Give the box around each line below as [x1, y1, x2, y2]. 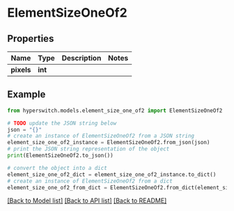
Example [7, 88, 46, 100]
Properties [7, 33, 54, 45]
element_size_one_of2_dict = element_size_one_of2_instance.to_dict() [7, 171, 217, 178]
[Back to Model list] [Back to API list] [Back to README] [7, 196, 167, 205]
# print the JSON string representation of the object [7, 146, 170, 153]
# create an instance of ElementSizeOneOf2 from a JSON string [7, 132, 195, 140]
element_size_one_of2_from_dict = [7, 184, 108, 191]
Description [61, 54, 102, 63]
